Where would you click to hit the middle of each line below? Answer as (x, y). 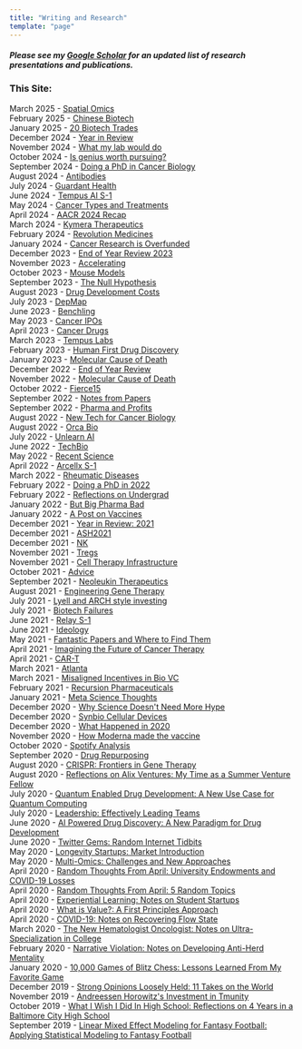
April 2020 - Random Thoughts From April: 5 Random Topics (122, 890)
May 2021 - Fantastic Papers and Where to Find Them (110, 639)
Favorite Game (37, 976)
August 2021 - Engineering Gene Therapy (87, 590)
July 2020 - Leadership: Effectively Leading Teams (105, 813)
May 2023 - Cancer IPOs (56, 321)
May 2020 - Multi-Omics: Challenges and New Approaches (120, 861)
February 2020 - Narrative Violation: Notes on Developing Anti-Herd (137, 948)
